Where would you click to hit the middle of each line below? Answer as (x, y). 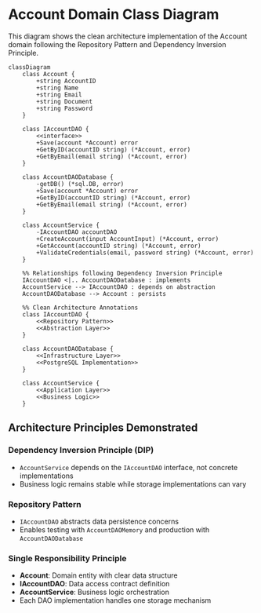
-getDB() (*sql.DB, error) (80, 184)
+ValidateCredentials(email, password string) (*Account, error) (145, 253)
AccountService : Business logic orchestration (94, 592)
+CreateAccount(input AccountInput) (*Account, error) (128, 239)
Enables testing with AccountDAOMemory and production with (114, 529)
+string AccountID (66, 81)
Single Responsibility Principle (67, 558)
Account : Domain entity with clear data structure (98, 575)
